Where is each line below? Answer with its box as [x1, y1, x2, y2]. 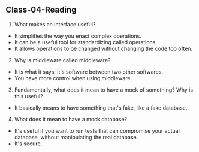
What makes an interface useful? [14, 20, 96, 28]
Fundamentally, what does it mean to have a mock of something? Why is [14, 86, 193, 93]
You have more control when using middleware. [14, 74, 132, 81]
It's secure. [14, 140, 43, 147]
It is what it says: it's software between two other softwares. [14, 68, 163, 75]
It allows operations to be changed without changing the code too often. [14, 45, 193, 52]
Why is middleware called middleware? [14, 56, 111, 63]
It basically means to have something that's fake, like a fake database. [14, 104, 188, 111]
